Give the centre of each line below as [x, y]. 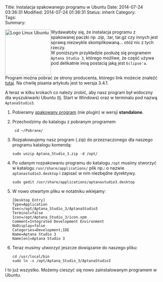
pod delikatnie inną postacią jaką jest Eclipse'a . [99, 63]
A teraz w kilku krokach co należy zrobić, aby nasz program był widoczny [79, 92]
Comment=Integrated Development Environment [58, 222]
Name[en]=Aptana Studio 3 [38, 239]
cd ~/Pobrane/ [29, 131]
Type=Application [30, 204]
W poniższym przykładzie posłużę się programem [101, 53]
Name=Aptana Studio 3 [34, 234]
